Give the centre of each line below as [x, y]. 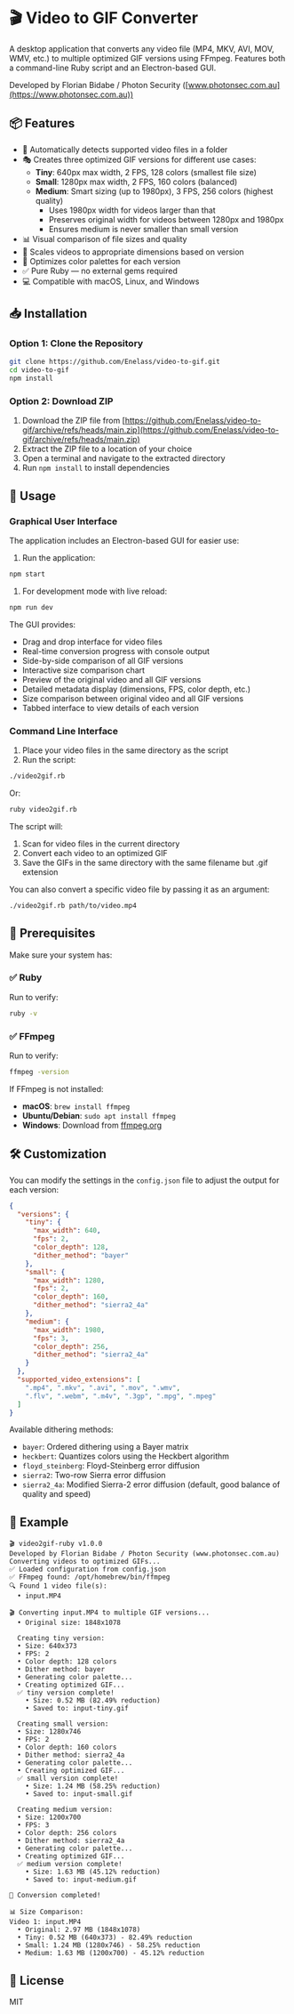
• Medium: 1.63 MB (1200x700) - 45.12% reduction [111, 1953]
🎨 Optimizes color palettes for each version [101, 261]
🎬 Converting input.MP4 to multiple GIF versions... [110, 1613]
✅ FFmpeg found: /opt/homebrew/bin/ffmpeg [90, 1577]
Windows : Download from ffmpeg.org [92, 1125]
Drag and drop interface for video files [92, 642]
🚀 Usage [32, 496]
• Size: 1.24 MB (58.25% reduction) [93, 1786]
